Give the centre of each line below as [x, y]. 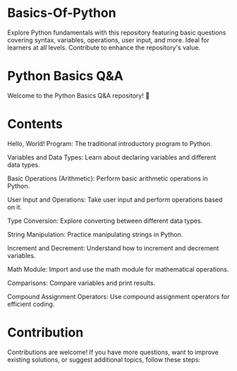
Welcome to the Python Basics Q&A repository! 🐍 [79, 95]
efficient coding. [31, 304]
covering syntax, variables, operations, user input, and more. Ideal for [109, 39]
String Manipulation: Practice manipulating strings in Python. [95, 234]
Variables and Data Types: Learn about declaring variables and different [112, 157]
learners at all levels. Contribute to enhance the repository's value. [104, 47]
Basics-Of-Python [62, 13]
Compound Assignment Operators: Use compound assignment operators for [119, 296]
